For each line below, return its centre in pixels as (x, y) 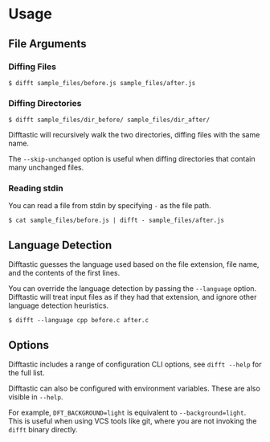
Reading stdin (36, 188)
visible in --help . (36, 397)
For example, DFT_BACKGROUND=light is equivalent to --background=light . (127, 413)
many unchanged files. (46, 168)
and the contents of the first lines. (64, 273)
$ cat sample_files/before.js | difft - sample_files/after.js (117, 221)
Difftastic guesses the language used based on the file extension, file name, (134, 264)
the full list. (27, 373)
